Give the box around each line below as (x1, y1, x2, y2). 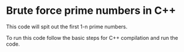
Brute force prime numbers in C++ (6, 4, 176, 17)
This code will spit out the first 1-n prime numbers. (6, 23, 128, 30)
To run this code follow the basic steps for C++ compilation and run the (6, 34, 179, 41)
